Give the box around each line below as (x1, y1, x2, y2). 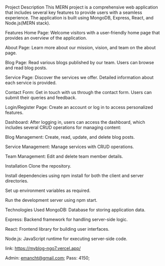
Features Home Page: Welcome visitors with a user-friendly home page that (5, 30, 160, 35)
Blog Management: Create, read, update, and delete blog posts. (5, 134, 135, 140)
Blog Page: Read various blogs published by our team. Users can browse (5, 60, 155, 65)
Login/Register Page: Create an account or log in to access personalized (5, 104, 153, 110)
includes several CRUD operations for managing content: (5, 124, 121, 130)
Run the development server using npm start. (5, 197, 98, 203)
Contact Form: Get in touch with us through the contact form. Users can (5, 89, 152, 95)
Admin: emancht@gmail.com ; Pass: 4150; (5, 255, 90, 261)
